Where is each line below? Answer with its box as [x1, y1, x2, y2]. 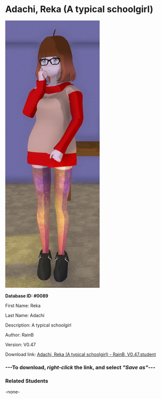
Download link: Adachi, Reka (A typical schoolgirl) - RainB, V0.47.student [5, 351, 156, 357]
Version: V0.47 [5, 341, 36, 348]
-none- [5, 389, 20, 395]
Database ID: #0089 [5, 293, 49, 299]
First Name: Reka [5, 302, 41, 308]
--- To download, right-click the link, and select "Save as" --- [5, 364, 156, 371]
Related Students [5, 377, 49, 384]
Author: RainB [5, 332, 34, 338]
